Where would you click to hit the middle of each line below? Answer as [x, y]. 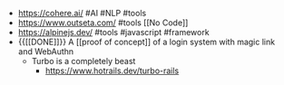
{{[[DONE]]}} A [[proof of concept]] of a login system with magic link [146, 42]
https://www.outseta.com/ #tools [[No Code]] [103, 23]
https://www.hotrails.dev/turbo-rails [112, 71]
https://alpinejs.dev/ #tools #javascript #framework [114, 32]
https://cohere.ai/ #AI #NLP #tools [82, 13]
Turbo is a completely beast [83, 61]
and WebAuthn [46, 52]
